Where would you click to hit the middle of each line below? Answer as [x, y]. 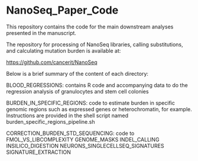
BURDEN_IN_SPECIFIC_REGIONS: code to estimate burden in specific [91, 103]
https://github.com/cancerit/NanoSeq [52, 62]
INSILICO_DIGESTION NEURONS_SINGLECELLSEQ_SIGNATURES [85, 146]
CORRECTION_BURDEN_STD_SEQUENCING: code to [70, 133]
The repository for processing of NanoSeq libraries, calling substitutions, [95, 44]
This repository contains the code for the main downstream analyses [90, 27]
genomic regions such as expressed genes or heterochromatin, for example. [99, 109]
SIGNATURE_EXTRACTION [38, 152]
